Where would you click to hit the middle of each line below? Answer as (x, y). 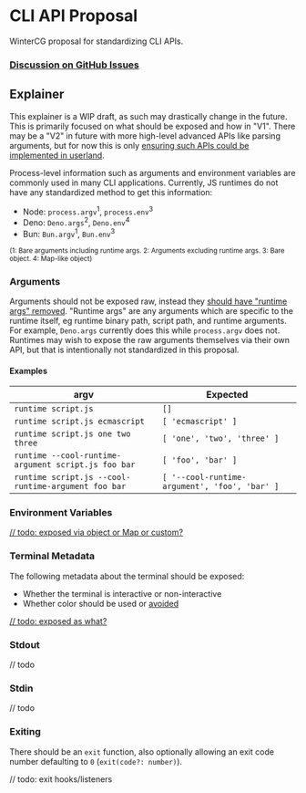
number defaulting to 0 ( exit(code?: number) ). (96, 761)
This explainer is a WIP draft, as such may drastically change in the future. (149, 116)
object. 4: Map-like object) (51, 258)
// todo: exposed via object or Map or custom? (97, 532)
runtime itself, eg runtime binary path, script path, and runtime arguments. (148, 320)
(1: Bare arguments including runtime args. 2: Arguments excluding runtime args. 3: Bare (147, 250)
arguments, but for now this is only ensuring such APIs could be (129, 145)
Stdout (25, 644)
